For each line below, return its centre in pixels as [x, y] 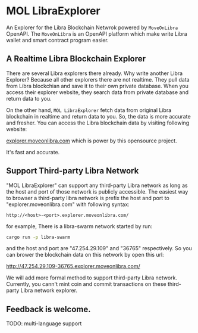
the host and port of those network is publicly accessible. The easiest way [97, 191]
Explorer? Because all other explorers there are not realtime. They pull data [98, 79]
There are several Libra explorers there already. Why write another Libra [95, 73]
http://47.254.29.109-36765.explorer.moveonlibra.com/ [73, 266]
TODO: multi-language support [44, 323]
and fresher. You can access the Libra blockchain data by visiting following [98, 123]
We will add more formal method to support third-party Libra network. [92, 278]
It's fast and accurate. [33, 152]
